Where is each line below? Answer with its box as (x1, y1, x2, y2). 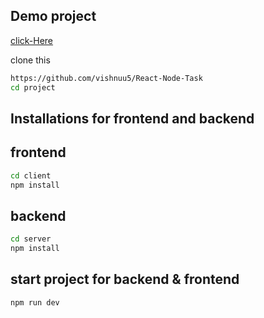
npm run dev (10, 297, 60, 308)
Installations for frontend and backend (10, 110, 255, 127)
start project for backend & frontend (10, 271, 240, 288)
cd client (10, 170, 52, 181)
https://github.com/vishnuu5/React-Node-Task (10, 73, 203, 83)
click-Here (10, 34, 54, 46)
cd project (10, 82, 56, 93)
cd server (10, 234, 52, 244)
